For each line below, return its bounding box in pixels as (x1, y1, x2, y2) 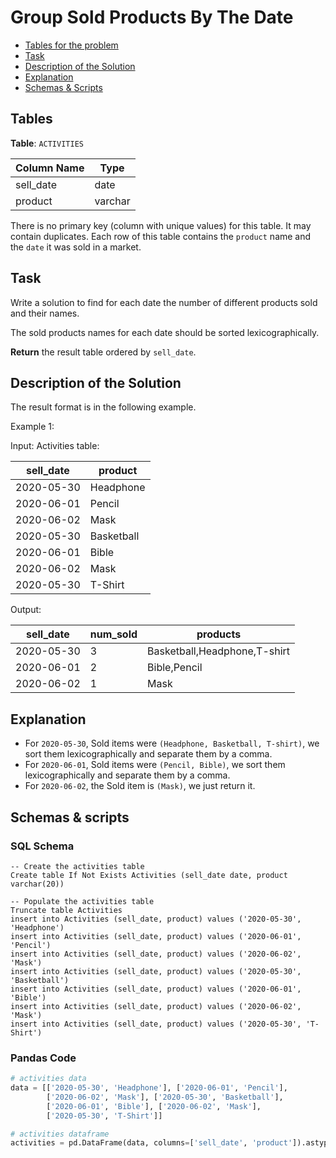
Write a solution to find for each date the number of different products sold (10, 296, 318, 308)
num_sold (89, 627, 138, 641)
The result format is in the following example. (10, 401, 197, 413)
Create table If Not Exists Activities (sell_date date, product (10, 870, 288, 880)
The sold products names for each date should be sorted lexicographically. (10, 326, 320, 338)
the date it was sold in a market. (10, 241, 142, 253)
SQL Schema (10, 839, 75, 853)
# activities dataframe (10, 1129, 110, 1139)
